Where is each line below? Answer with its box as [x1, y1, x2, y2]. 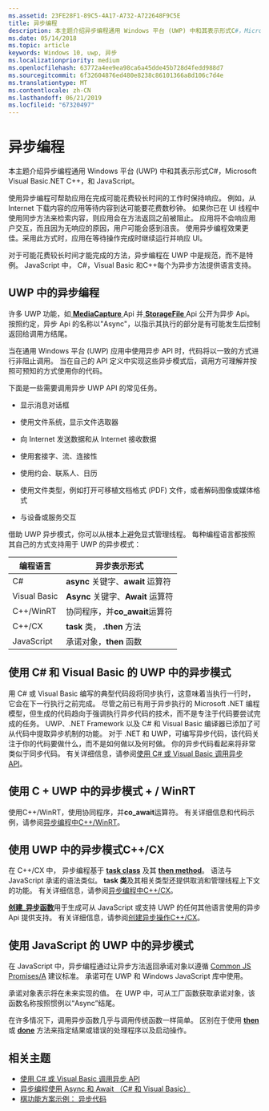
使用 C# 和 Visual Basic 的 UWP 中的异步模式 [8, 666, 231, 680]
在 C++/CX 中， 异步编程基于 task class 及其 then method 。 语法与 [8, 866, 232, 875]
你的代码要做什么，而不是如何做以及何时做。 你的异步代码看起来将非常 [22, 738, 256, 748]
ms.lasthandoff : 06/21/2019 [8, 94, 102, 102]
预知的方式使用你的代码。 [22, 366, 106, 375]
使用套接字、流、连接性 [19, 450, 98, 461]
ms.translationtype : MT [8, 79, 88, 87]
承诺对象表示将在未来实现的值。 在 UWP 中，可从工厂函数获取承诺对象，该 [8, 988, 255, 998]
